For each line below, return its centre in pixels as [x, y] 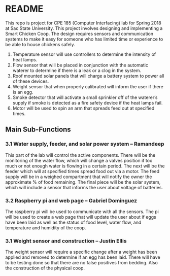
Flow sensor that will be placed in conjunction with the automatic [80, 65]
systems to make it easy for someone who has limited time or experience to [84, 39]
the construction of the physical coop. [45, 268]
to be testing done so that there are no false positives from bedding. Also [82, 263]
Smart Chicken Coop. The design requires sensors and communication [79, 33]
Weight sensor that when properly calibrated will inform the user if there [88, 86]
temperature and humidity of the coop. [46, 228]
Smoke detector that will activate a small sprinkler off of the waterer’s [85, 97]
